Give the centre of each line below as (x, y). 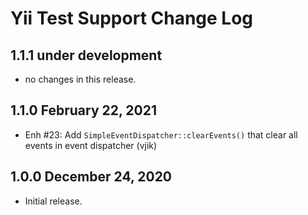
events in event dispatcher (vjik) (91, 145)
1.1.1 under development (86, 55)
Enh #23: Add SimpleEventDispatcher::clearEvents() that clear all (161, 134)
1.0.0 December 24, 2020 (91, 177)
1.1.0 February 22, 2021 (84, 110)
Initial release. (53, 201)
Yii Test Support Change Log (132, 18)
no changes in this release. (80, 79)
